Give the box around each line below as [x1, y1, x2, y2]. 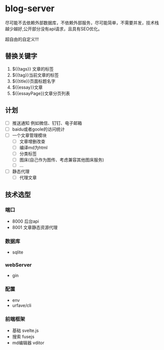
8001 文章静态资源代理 [12, 224, 58, 230]
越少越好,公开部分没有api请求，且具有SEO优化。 [5, 25, 102, 32]
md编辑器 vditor [12, 340, 45, 346]
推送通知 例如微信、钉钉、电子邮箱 [12, 120, 82, 126]
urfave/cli [12, 302, 32, 308]
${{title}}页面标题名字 [12, 78, 56, 84]
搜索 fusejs [12, 334, 35, 340]
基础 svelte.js [12, 327, 39, 333]
